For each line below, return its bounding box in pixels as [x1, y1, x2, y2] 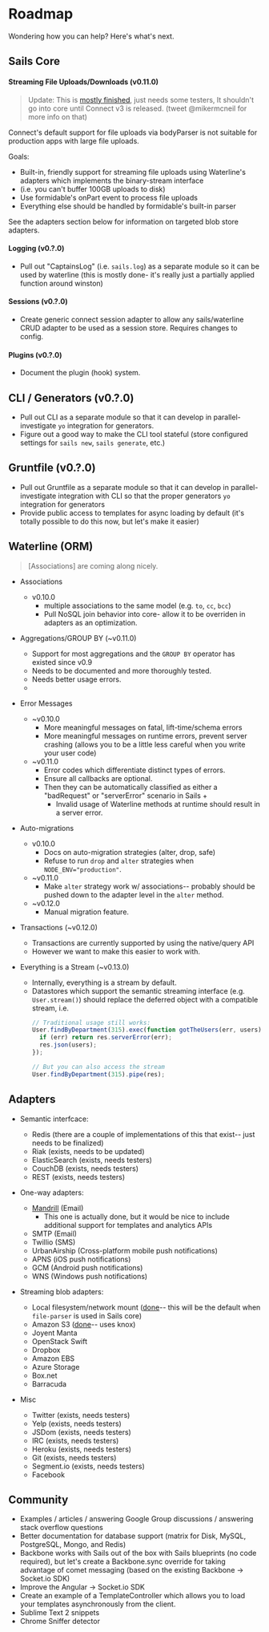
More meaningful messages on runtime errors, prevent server [43, 731, 248, 740]
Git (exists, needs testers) [31, 1452, 117, 1462]
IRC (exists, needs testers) [31, 1436, 119, 1445]
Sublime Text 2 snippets [19, 1608, 100, 1618]
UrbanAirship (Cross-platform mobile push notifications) [31, 1245, 219, 1255]
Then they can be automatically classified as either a [43, 782, 218, 792]
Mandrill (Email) [31, 1203, 84, 1213]
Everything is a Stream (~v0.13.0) [19, 962, 130, 971]
